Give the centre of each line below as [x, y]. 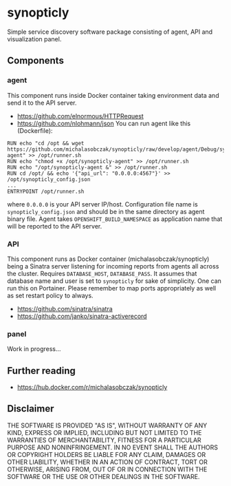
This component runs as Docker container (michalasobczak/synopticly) [108, 259]
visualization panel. [34, 39]
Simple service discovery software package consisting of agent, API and [110, 32]
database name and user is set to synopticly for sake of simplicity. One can [114, 281]
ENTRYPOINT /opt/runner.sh [46, 191]
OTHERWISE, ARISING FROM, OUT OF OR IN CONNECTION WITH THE [107, 469]
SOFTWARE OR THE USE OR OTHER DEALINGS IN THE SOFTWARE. [103, 476]
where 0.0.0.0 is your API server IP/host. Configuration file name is [102, 204]
